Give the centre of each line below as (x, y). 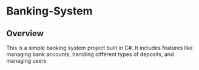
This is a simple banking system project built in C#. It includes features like (99, 48)
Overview (25, 33)
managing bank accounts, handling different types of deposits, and (90, 54)
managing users (26, 61)
